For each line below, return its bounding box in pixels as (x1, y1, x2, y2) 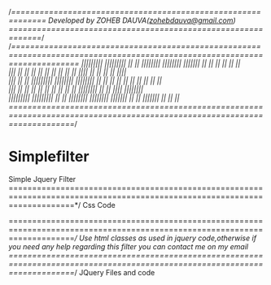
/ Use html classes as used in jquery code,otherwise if (74, 233, 257, 243)
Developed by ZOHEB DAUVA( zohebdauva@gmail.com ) (48, 15, 236, 25)
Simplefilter (8, 148, 90, 166)
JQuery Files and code (78, 267, 155, 277)
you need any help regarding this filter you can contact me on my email (8, 241, 249, 251)
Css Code (82, 200, 116, 209)
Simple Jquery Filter (8, 174, 76, 184)
